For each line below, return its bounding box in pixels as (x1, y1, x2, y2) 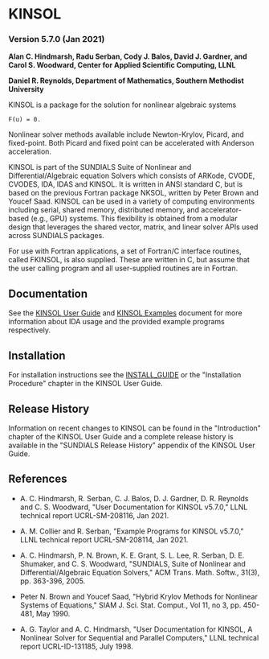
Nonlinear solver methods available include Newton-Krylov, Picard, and (8, 130, 245, 139)
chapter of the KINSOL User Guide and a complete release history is (8, 431, 234, 441)
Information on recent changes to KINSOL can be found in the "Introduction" (8, 423, 261, 433)
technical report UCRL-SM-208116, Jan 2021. (19, 510, 169, 520)
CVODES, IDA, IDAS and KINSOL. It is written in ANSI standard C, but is (8, 179, 243, 189)
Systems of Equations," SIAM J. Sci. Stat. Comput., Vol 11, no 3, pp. (19, 600, 242, 610)
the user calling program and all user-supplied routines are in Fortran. (8, 263, 238, 274)
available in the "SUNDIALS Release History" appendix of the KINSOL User (8, 440, 255, 450)
